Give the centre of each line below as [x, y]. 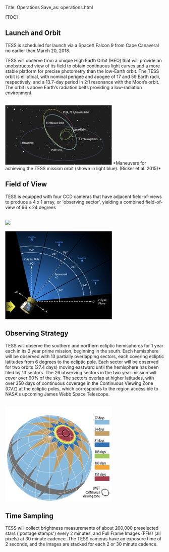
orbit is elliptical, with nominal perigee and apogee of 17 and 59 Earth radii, [83, 76]
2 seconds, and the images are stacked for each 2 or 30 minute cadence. [81, 544]
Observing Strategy [37, 333]
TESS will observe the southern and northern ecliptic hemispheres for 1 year [84, 345]
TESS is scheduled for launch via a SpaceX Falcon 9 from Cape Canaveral [82, 45]
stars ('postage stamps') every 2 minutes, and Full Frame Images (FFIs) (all [83, 533]
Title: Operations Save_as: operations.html [49, 7]
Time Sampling [30, 516]
